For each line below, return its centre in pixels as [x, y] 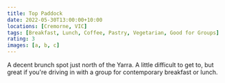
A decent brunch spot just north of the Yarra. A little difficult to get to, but [110, 65]
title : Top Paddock [35, 13]
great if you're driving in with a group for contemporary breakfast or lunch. [113, 72]
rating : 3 [21, 39]
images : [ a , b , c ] [33, 45]
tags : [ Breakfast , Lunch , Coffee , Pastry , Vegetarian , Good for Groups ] [113, 33]
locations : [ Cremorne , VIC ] [47, 26]
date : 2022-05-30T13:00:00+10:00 [55, 20]
